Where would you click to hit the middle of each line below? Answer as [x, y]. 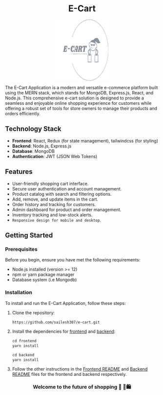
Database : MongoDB [33, 151]
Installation [19, 293]
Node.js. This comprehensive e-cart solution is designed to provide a [74, 98]
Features [19, 172]
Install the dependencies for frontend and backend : [64, 331]
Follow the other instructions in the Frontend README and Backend [80, 369]
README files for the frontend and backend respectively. [69, 374]
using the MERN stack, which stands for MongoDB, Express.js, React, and [79, 93]
